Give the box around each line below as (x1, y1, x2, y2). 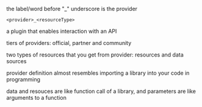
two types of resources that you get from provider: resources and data (6, 51, 184, 58)
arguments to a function (6, 94, 67, 101)
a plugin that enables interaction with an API (6, 27, 117, 35)
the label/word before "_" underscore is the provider (6, 5, 138, 12)
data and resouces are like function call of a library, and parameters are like (6, 88, 197, 95)
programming (6, 76, 41, 83)
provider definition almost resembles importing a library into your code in (6, 69, 190, 77)
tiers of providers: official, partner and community (6, 40, 132, 46)
